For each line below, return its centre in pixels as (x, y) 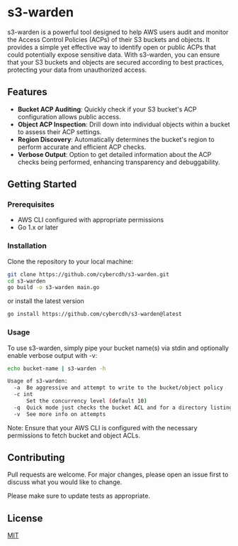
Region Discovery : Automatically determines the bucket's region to (116, 139)
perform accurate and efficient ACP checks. (82, 147)
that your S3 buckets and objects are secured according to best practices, (116, 62)
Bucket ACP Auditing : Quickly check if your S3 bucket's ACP (107, 109)
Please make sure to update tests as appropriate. (79, 496)
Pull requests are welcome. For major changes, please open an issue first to (118, 475)
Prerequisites (31, 204)
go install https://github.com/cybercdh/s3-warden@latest (95, 314)
